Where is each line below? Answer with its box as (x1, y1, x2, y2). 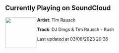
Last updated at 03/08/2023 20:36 (37, 36, 108, 42)
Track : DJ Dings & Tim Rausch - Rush (37, 26, 114, 32)
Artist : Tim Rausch (37, 17, 76, 23)
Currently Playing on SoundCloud (5, 4, 111, 12)
